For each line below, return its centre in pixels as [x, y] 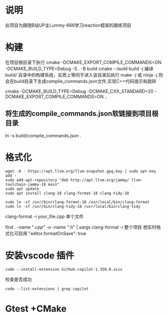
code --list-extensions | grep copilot [47, 289]
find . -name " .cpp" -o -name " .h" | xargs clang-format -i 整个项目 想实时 [81, 227]
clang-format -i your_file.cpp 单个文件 [45, 216]
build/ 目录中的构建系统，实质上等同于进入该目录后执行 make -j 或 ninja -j [81, 75]
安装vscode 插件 [40, 255]
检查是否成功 [18, 279]
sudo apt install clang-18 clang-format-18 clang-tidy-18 [67, 193]
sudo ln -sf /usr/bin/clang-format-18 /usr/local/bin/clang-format [77, 202]
